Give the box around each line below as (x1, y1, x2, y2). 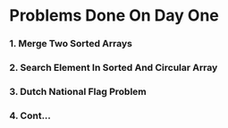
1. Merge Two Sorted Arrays (9, 38, 132, 50)
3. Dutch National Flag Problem (9, 85, 148, 98)
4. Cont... (9, 109, 52, 122)
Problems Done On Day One (9, 5, 219, 26)
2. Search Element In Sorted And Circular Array (9, 62, 218, 74)
